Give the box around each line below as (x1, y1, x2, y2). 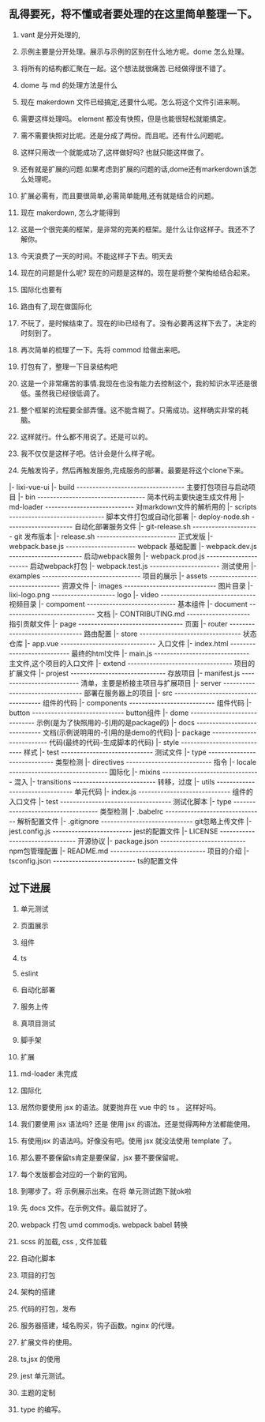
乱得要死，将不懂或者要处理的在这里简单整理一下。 (9, 7, 258, 21)
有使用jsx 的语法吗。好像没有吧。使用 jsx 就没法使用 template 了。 (20, 1136, 236, 1145)
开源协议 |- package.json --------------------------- (77, 836, 247, 845)
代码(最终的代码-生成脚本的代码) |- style (49, 737, 180, 747)
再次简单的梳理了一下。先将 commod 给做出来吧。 (20, 344, 185, 354)
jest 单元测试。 (20, 1371, 69, 1380)
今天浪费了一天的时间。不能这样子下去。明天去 (20, 251, 173, 261)
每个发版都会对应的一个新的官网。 (20, 1169, 132, 1179)
